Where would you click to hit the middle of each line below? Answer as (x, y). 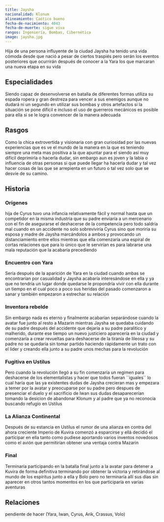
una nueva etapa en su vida (33, 66)
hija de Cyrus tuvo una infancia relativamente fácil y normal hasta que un (79, 214)
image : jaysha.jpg (24, 37)
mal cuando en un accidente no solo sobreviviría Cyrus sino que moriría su (81, 229)
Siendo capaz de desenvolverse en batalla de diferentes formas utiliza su (79, 94)
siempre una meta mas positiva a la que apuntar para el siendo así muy (77, 152)
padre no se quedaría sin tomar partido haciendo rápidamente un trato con (81, 344)
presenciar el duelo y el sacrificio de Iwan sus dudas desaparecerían (75, 393)
